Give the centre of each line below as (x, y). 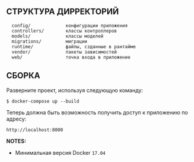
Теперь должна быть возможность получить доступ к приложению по (97, 112)
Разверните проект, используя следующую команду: (75, 90)
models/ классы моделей (58, 36)
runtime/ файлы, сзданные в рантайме (74, 46)
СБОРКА (23, 76)
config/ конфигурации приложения (70, 25)
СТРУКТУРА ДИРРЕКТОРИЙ (63, 12)
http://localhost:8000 (35, 130)
